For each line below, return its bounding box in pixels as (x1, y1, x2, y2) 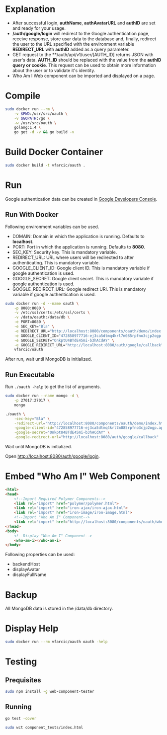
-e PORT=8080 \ (14, 320, 46, 325)
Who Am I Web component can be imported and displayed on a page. (12, 73, 156, 79)
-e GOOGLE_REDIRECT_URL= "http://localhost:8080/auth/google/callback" (14, 342, 164, 347)
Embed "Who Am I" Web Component (5, 471, 161, 482)
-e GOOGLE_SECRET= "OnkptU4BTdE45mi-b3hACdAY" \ (14, 338, 114, 343)
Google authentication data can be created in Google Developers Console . (5, 196, 158, 202)
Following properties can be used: (5, 552, 75, 558)
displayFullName (12, 572, 47, 577)
